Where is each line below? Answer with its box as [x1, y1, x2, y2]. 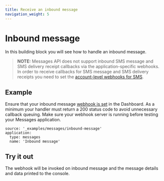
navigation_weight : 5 [5, 12, 50, 17]
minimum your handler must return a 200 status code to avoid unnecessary [5, 106, 158, 113]
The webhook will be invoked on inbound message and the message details [5, 165, 159, 171]
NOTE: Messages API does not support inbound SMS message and [17, 58, 154, 64]
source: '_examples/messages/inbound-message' [5, 126, 102, 131]
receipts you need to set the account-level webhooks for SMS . [17, 74, 144, 80]
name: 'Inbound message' [9, 139, 60, 144]
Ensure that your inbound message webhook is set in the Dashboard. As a [5, 101, 155, 107]
